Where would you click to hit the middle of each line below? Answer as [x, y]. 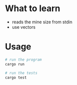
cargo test [16, 77]
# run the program [23, 59]
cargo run [15, 64]
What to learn [33, 8]
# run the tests [21, 73]
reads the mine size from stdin [42, 22]
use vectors [24, 27]
